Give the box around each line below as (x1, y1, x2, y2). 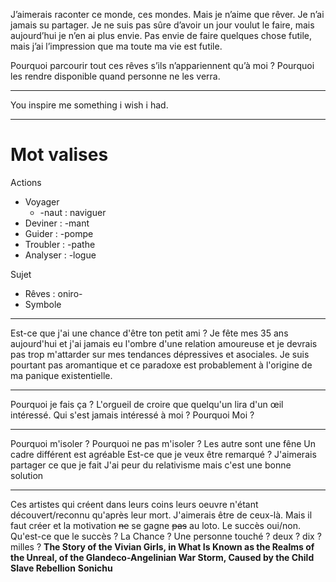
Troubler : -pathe (24, 238, 96, 250)
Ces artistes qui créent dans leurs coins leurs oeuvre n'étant (10, 498, 259, 510)
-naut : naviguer (39, 206, 107, 218)
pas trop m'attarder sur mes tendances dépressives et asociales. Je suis (10, 348, 310, 360)
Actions (10, 176, 42, 188)
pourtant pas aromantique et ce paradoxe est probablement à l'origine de (10, 359, 313, 371)
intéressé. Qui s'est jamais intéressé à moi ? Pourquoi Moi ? (10, 409, 255, 421)
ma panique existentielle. (10, 369, 113, 381)
